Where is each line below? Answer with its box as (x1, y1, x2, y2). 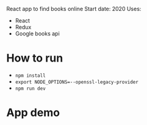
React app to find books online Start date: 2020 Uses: (6, 5, 142, 12)
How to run (6, 51, 63, 65)
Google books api (15, 30, 60, 37)
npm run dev (15, 85, 46, 91)
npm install (15, 73, 46, 79)
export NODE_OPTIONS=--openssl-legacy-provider (15, 79, 138, 85)
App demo (6, 106, 60, 120)
